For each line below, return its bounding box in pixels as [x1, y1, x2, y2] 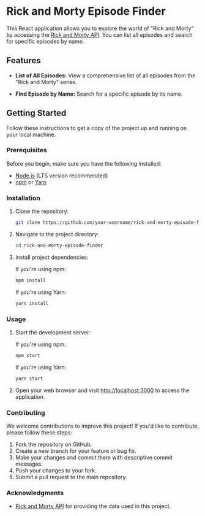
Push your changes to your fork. [15, 467, 97, 474]
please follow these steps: [6, 429, 72, 436]
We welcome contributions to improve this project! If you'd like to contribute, [6, 422, 199, 429]
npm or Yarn [15, 178, 47, 185]
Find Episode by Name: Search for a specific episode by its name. [15, 90, 183, 98]
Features [6, 55, 41, 66]
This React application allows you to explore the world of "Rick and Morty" [6, 25, 194, 32]
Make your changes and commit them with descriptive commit [15, 454, 173, 461]
